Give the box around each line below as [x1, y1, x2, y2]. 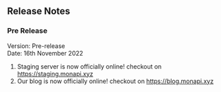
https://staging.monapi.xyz [16, 69, 94, 78]
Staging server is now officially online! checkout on [16, 62, 162, 71]
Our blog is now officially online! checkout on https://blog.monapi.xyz [16, 77, 214, 85]
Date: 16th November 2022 [7, 49, 84, 57]
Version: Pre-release [7, 41, 65, 50]
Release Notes [7, 5, 71, 17]
